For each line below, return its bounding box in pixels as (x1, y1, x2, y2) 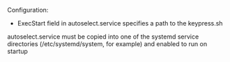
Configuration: (7, 6, 49, 14)
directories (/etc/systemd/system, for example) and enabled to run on (7, 40, 208, 48)
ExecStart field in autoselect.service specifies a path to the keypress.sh (17, 19, 223, 27)
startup (7, 48, 28, 55)
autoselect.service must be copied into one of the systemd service (7, 32, 199, 41)
